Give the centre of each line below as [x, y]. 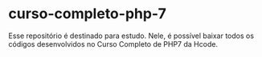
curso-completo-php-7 [87, 14]
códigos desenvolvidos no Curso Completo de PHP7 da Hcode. [113, 44]
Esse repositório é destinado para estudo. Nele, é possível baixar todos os [131, 36]
